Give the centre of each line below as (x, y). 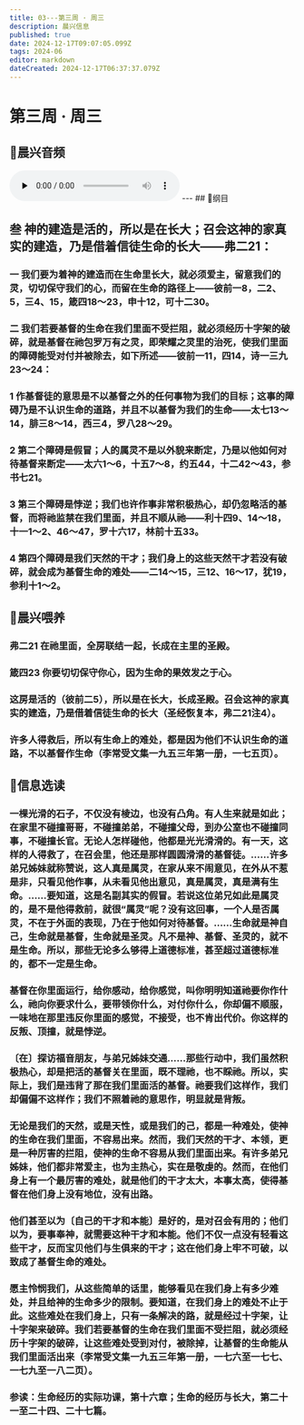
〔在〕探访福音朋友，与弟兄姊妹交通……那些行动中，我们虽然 (144, 1058)
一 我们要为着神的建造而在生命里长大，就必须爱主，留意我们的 (145, 275)
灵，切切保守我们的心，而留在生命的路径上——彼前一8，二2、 (146, 288)
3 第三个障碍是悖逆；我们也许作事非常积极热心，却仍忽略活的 (144, 504)
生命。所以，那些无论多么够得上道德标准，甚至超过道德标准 (149, 950)
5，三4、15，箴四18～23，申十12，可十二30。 (112, 302)
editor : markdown (42, 60)
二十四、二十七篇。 (69, 1410)
